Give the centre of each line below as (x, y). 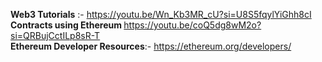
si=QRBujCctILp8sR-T (55, 35)
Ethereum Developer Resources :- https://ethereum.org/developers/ (151, 46)
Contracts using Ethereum (66, 25)
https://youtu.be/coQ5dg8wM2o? (192, 25)
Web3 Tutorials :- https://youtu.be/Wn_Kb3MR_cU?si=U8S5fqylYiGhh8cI (161, 14)
